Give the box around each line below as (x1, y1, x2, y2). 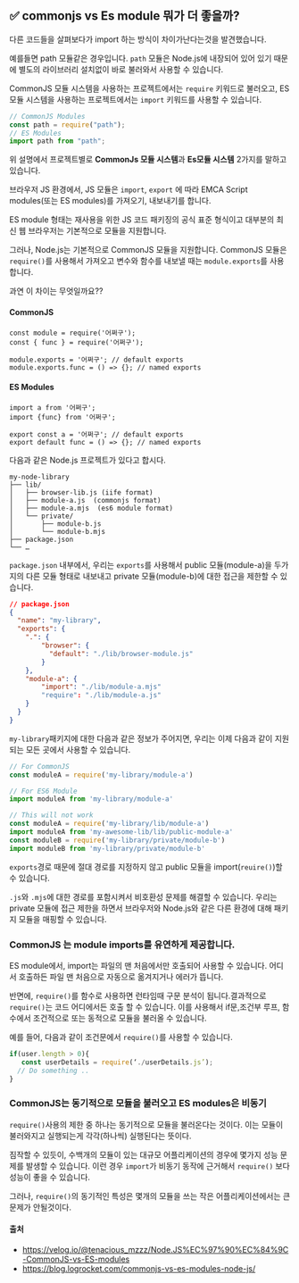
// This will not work (9, 811, 94, 820)
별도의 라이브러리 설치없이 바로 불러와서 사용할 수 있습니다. (18, 63, 224, 74)
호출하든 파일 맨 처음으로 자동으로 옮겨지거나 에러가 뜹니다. (18, 971, 224, 982)
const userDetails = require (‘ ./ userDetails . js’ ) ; (21, 1057, 214, 1067)
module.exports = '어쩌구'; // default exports (9, 355, 185, 364)
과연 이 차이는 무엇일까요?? (9, 286, 104, 296)
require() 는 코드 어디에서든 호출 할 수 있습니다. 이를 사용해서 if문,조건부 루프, (9, 1002, 281, 1012)
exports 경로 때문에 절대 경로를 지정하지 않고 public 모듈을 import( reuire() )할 (9, 861, 283, 872)
